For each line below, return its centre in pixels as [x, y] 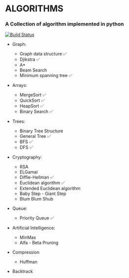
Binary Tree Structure [41, 131]
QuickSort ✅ [32, 100]
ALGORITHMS [34, 9]
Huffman [29, 262]
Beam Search [33, 70]
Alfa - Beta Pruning [39, 243]
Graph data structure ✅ [43, 54]
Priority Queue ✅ [37, 218]
